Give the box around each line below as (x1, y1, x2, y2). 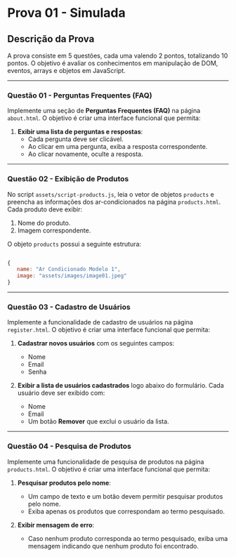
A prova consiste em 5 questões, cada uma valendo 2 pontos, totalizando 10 (7, 51, 228, 60)
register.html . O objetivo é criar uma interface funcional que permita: (7, 325, 211, 334)
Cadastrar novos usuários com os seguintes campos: (17, 339, 175, 348)
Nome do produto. (17, 218, 71, 227)
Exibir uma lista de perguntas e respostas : (17, 128, 143, 136)
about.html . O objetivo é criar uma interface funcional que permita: (7, 114, 201, 122)
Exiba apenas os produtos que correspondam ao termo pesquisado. (27, 507, 225, 516)
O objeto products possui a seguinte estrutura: (7, 240, 142, 248)
